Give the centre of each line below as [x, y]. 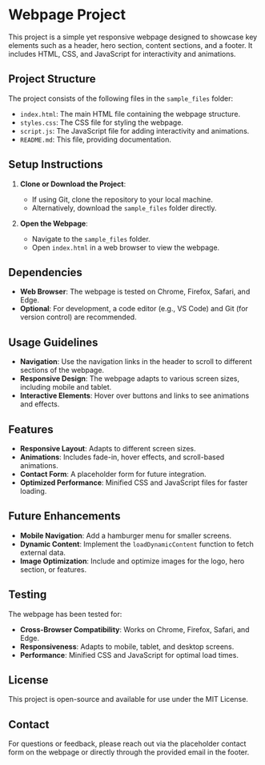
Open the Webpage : [54, 223]
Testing [28, 595]
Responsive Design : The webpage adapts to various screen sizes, [130, 378]
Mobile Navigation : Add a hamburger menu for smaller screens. [126, 535]
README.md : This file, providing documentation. [96, 139]
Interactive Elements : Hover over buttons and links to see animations [135, 396]
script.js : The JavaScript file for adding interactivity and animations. [135, 130]
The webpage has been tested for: [65, 614]
